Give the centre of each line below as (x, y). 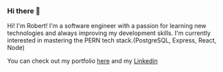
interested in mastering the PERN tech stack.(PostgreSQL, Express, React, (112, 40)
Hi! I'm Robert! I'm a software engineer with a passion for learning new (107, 26)
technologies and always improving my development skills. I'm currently (109, 33)
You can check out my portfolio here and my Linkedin (82, 61)
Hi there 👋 (24, 11)
